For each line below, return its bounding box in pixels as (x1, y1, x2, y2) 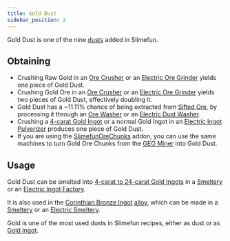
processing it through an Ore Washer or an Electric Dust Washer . (17, 110, 201, 118)
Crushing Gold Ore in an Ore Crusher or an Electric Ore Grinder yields (17, 88, 215, 96)
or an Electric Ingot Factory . (7, 185, 86, 193)
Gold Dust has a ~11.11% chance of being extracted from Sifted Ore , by (17, 103, 218, 111)
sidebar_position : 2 (7, 17, 67, 23)
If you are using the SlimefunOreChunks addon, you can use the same (17, 132, 217, 140)
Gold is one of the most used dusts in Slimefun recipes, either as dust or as (7, 219, 220, 227)
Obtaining (7, 55, 51, 67)
